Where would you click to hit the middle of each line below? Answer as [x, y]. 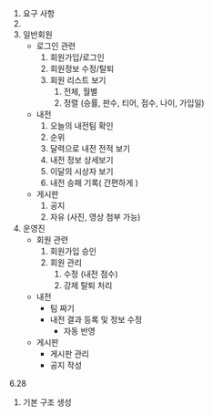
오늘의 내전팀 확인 [81, 125]
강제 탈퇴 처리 [88, 285]
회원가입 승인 [73, 251]
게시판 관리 [69, 354]
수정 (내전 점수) [91, 274]
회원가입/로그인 [77, 57]
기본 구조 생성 [47, 402]
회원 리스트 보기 [78, 80]
